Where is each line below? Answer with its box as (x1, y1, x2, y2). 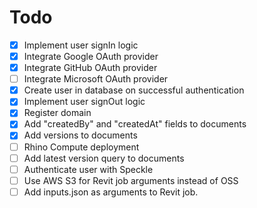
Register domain (23, 107, 92, 119)
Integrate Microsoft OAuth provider (23, 73, 169, 85)
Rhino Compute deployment (23, 141, 140, 153)
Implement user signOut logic (23, 96, 146, 108)
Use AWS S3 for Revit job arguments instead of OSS (23, 174, 239, 186)
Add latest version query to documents (23, 152, 185, 164)
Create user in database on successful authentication (23, 84, 245, 96)
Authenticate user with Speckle (23, 163, 154, 175)
